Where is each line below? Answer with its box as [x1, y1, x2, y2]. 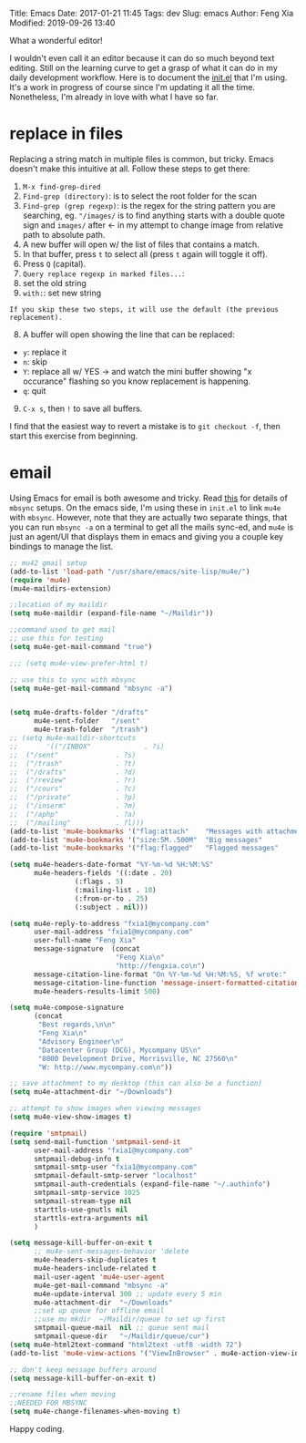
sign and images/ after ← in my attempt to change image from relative [22, 219, 284, 231]
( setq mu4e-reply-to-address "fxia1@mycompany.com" [9, 919, 209, 928]
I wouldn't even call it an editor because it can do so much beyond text [9, 53, 275, 63]
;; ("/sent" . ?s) [9, 750, 137, 759]
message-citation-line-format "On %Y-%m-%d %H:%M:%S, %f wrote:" [33, 970, 287, 979]
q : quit [22, 385, 46, 396]
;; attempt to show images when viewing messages [9, 1104, 202, 1113]
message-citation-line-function [33, 978, 157, 987]
